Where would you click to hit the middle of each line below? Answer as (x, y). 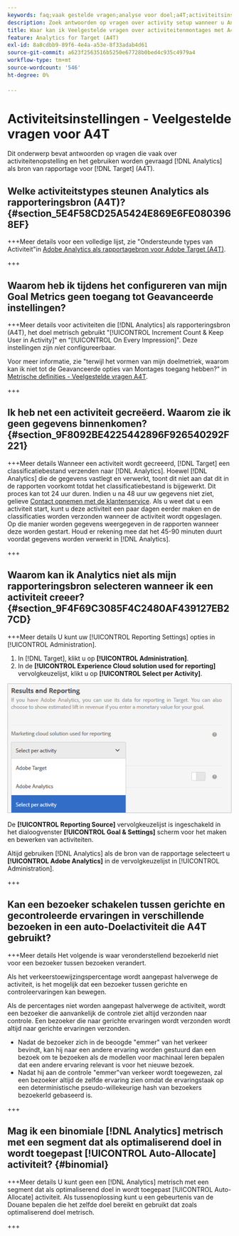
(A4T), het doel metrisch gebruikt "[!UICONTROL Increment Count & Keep (116, 333)
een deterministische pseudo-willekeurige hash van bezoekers (110, 1087)
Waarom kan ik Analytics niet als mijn (92, 575)
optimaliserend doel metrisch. (51, 1212)
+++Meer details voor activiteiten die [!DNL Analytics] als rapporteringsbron (119, 325)
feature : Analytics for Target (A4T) (63, 38)
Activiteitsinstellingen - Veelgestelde (119, 119)
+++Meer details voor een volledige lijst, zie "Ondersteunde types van (110, 242)
